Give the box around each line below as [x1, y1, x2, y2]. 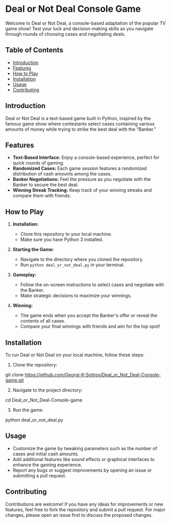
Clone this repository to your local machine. [20, 231, 112, 237]
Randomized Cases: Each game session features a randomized [12, 165, 147, 172]
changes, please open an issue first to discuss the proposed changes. [5, 512, 153, 518]
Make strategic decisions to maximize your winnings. [20, 293, 132, 299]
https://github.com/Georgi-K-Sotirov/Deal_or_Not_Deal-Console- [25, 372, 161, 377]
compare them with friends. [12, 193, 71, 199]
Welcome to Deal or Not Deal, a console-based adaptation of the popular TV [5, 20, 166, 26]
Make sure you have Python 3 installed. [20, 236, 104, 243]
